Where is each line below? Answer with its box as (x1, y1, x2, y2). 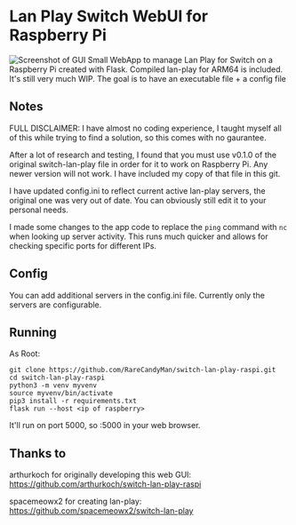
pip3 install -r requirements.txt (9, 397, 138, 406)
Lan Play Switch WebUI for (9, 6, 209, 27)
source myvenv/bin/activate (9, 389, 114, 398)
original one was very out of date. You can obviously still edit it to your (9, 195, 267, 205)
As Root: (9, 348, 41, 359)
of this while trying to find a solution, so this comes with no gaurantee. (9, 131, 267, 143)
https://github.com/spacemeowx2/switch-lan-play (9, 505, 194, 516)
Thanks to (9, 446, 67, 461)
